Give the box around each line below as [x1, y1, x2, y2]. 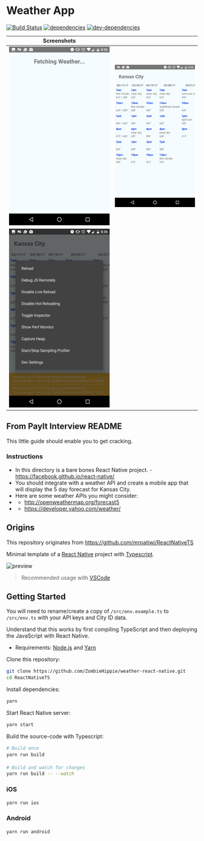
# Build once [6, 745, 39, 751]
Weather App [6, 4, 75, 18]
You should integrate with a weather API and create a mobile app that [15, 479, 189, 486]
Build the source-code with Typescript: [6, 732, 104, 740]
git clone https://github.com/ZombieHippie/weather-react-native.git [6, 669, 186, 675]
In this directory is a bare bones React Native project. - [15, 466, 152, 474]
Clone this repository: [6, 656, 61, 663]
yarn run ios [6, 800, 39, 806]
